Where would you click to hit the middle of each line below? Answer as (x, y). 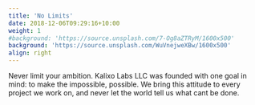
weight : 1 (25, 30)
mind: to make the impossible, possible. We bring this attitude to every (124, 84)
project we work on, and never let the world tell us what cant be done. (124, 93)
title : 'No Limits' (41, 16)
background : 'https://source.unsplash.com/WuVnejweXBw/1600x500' (119, 46)
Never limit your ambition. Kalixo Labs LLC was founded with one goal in (127, 76)
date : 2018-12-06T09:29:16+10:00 (64, 23)
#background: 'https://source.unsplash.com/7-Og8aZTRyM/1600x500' (121, 38)
